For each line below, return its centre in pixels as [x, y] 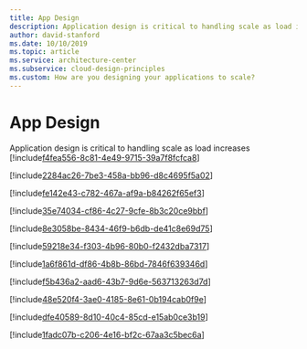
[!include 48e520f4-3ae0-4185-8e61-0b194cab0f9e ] [108, 299]
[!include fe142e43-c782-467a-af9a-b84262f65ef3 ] [107, 193]
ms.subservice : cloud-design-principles [88, 69]
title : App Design [44, 18]
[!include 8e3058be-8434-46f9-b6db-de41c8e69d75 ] [111, 228]
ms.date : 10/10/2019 [49, 43]
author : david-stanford [55, 35]
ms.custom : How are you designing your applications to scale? [132, 78]
